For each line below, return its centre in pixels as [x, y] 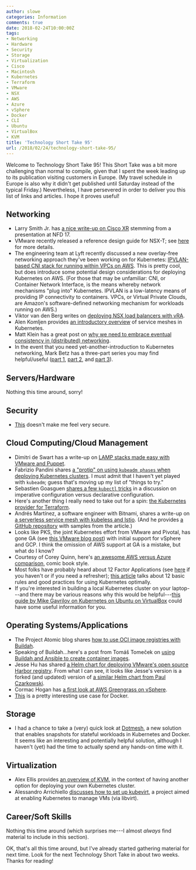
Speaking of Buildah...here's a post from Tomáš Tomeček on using [95, 652]
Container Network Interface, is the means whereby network [87, 285]
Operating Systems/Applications [67, 625]
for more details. [34, 247]
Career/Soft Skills [39, 817]
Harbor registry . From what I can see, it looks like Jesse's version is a [98, 670]
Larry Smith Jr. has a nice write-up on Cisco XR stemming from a [93, 228]
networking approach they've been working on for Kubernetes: [90, 259]
